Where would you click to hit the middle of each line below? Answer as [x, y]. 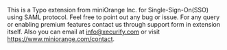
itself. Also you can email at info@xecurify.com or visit [83, 32]
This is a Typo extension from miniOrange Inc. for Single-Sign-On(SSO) [108, 10]
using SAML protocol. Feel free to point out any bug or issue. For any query [113, 17]
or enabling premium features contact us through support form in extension [114, 24]
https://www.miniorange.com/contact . [61, 39]
